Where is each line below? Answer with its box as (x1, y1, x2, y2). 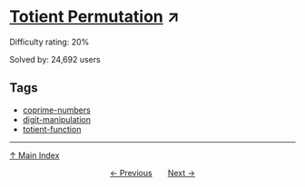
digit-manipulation (22, 113, 92, 124)
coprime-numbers (22, 104, 91, 115)
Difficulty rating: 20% (9, 36, 90, 47)
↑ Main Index (9, 150, 60, 161)
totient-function (22, 123, 82, 134)
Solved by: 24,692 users (9, 54, 102, 64)
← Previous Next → (109, 167, 196, 178)
